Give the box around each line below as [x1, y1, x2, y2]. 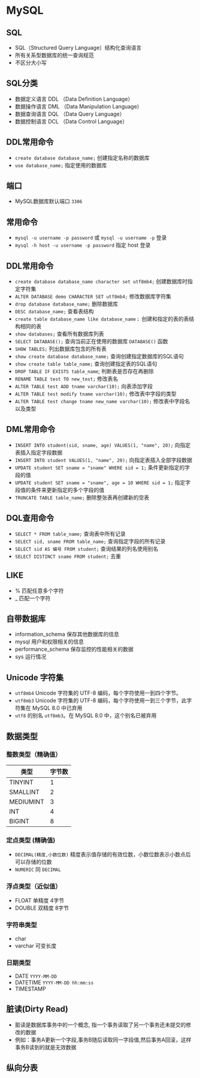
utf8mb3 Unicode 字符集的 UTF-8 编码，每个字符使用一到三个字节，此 [14, 697, 187, 704]
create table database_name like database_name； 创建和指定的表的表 [14, 315, 189, 322]
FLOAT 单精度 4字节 [14, 897, 65, 904]
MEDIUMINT [9, 798, 44, 806]
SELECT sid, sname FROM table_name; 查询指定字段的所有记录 [14, 538, 166, 545]
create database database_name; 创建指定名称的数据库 [14, 154, 150, 161]
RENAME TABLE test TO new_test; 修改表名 [14, 375, 119, 382]
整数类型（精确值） [6, 750, 62, 759]
